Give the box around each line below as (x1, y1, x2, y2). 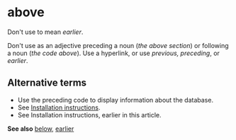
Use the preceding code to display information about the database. (17, 95, 214, 104)
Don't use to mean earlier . (7, 28, 84, 36)
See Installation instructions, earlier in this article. (17, 110, 162, 119)
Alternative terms (7, 77, 87, 89)
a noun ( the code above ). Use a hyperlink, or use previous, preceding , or (7, 49, 220, 57)
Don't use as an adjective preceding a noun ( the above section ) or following (7, 41, 229, 49)
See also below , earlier (7, 124, 74, 133)
